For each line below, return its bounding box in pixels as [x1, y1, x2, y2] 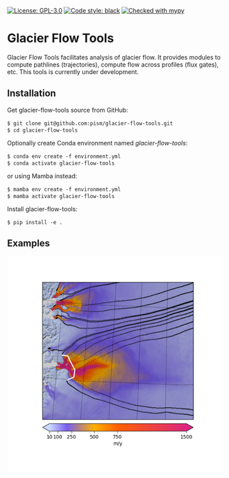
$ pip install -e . [7, 219, 63, 226]
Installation [7, 88, 56, 99]
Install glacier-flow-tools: [7, 204, 77, 213]
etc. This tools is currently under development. [7, 67, 139, 75]
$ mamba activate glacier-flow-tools [7, 193, 115, 200]
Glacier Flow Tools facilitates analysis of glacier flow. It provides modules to [7, 53, 221, 61]
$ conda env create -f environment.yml [7, 153, 121, 160]
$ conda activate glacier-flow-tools [7, 160, 115, 167]
